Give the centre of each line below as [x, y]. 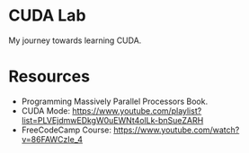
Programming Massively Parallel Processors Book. [115, 101]
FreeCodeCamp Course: [66, 130]
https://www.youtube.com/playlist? [137, 110]
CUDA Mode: [46, 110]
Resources [49, 76]
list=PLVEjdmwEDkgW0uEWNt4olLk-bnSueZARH [112, 120]
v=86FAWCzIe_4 [52, 139]
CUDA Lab [47, 16]
